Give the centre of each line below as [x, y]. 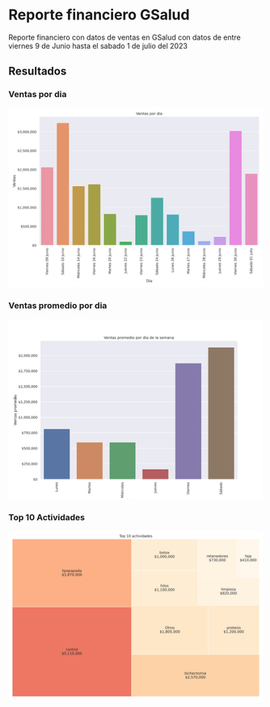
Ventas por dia [38, 95]
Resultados [38, 72]
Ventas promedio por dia [58, 306]
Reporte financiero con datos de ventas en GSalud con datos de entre [124, 37]
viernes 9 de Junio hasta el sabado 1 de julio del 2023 [98, 45]
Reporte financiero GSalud [99, 15]
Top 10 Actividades [46, 517]
